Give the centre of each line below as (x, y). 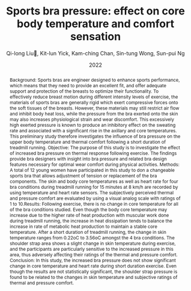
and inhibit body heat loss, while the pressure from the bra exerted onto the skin (94, 113)
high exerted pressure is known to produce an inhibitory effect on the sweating (92, 125)
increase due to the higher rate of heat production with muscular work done (89, 215)
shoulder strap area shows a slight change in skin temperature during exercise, (92, 243)
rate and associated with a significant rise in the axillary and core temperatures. (93, 130)
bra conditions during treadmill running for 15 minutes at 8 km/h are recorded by (94, 187)
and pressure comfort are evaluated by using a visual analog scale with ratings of (95, 198)
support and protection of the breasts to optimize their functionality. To (84, 91)
